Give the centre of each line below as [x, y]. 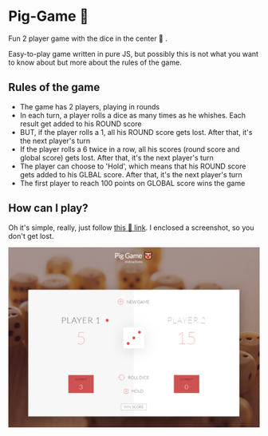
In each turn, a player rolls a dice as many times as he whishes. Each [132, 115]
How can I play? [48, 208]
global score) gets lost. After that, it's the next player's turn [116, 157]
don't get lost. [31, 236]
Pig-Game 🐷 [49, 16]
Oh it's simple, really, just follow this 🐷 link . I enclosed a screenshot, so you [131, 228]
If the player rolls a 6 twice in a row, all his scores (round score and [130, 149]
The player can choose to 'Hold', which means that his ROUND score [133, 166]
